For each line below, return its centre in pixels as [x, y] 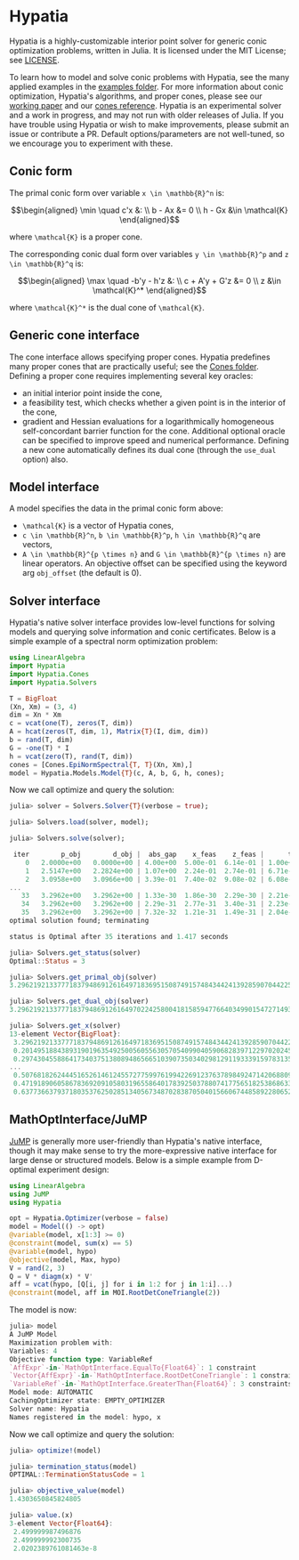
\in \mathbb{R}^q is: [47, 263]
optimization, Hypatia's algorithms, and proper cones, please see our [136, 96]
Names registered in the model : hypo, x [85, 1417]
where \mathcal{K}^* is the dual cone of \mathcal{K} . [107, 307]
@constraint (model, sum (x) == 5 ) [71, 1243]
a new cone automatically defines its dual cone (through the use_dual [149, 449]
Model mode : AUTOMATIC [51, 1393]
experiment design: [74, 1169]
